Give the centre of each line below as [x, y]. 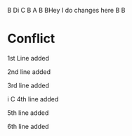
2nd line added [29, 72]
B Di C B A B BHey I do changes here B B [66, 10]
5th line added [28, 113]
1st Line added [28, 58]
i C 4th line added [33, 99]
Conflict [31, 39]
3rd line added [28, 85]
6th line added [28, 126]
